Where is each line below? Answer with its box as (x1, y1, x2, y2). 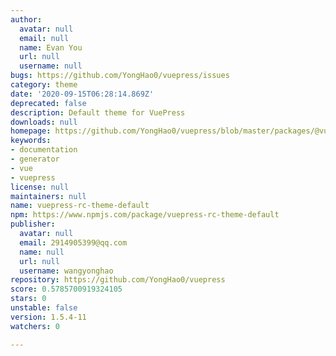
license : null (10, 182, 70, 192)
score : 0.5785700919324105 (10, 284, 123, 295)
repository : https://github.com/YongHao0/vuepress (10, 275, 226, 285)
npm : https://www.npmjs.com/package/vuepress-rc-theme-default (10, 210, 280, 220)
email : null (19, 33, 70, 43)
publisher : (10, 219, 56, 230)
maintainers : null (10, 191, 87, 201)
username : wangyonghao (19, 266, 114, 276)
